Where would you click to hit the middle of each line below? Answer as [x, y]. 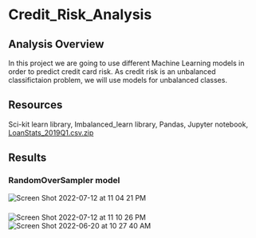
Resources [35, 105]
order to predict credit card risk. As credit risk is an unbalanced [112, 72]
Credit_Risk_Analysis [80, 15]
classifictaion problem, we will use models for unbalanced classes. [118, 80]
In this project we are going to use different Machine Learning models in [126, 63]
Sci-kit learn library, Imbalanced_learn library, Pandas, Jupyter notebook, [128, 124]
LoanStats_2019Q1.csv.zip [51, 132]
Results [28, 158]
